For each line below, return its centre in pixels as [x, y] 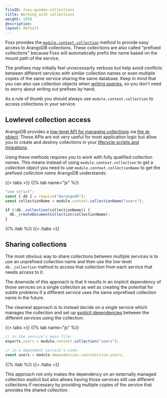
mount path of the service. [32, 58]
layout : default [22, 28]
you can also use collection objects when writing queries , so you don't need [83, 84]
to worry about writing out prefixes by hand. [50, 89]
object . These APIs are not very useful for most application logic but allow [81, 137]
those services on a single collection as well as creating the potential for [79, 287]
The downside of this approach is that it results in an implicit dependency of [83, 282]
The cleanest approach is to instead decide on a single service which [76, 307]
